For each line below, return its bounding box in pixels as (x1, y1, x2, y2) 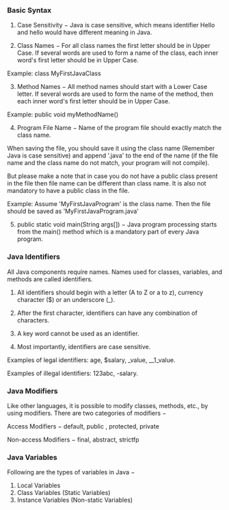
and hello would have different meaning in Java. (16, 28, 152, 36)
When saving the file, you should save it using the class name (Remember (7, 144, 215, 153)
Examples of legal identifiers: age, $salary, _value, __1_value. (7, 355, 176, 364)
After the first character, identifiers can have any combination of (16, 309, 198, 317)
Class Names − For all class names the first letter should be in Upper (16, 42, 211, 50)
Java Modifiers (7, 386, 58, 396)
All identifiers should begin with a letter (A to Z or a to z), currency (16, 288, 204, 296)
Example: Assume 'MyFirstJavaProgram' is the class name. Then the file (7, 200, 211, 208)
